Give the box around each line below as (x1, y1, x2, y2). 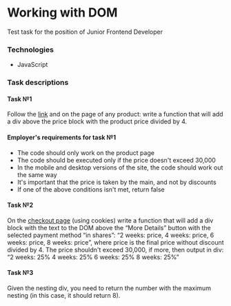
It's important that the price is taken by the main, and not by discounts (17, 178, 217, 186)
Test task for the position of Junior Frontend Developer (7, 28, 163, 36)
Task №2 (7, 201, 33, 210)
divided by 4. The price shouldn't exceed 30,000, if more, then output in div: (7, 245, 224, 254)
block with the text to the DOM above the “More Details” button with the (7, 223, 212, 232)
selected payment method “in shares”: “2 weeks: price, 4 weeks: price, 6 (7, 231, 214, 239)
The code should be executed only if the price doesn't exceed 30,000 (17, 156, 216, 164)
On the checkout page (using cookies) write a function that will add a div (7, 216, 214, 225)
